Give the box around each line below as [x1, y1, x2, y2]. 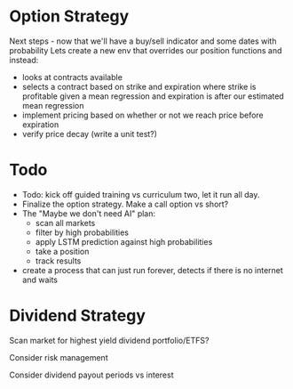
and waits [21, 274, 58, 285]
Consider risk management [9, 352, 108, 362]
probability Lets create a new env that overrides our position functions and [9, 45, 282, 55]
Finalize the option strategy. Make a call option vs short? [21, 199, 229, 209]
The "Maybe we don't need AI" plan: [21, 207, 156, 219]
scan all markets [35, 217, 96, 228]
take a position [35, 246, 90, 256]
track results [35, 255, 82, 266]
